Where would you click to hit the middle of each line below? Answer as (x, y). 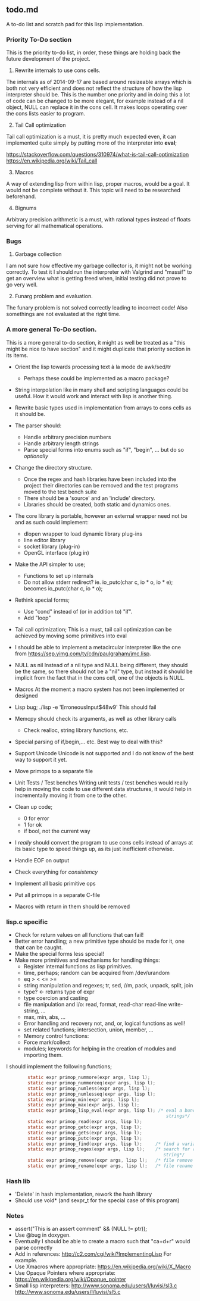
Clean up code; (33, 806)
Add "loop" (37, 618)
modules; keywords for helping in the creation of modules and (100, 1049)
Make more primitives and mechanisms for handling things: (87, 960)
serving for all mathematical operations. (55, 226)
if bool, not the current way (57, 831)
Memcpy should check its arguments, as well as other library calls (96, 718)
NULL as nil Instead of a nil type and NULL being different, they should (101, 665)
